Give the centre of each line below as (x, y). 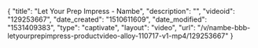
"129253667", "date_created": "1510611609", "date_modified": (107, 19)
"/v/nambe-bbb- (224, 27)
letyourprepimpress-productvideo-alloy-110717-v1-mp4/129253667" (118, 36)
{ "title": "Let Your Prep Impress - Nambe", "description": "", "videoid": (121, 11)
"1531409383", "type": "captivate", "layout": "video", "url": (101, 27)
